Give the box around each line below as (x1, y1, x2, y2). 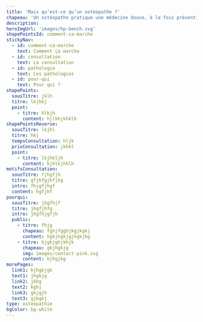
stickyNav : (6, 37, 34, 43)
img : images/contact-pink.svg (22, 250, 98, 257)
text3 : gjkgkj (11, 295, 47, 301)
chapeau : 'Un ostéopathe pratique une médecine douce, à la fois (6, 14, 174, 21)
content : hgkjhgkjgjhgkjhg (22, 233, 91, 239)
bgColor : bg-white (6, 306, 53, 313)
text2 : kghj (11, 284, 42, 290)
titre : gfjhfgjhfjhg (11, 178, 63, 184)
